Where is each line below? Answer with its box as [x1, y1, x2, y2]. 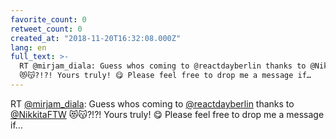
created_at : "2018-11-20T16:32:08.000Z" [10, 33, 182, 43]
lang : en [10, 42, 47, 53]
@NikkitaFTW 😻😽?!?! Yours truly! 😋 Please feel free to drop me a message [10, 108, 325, 120]
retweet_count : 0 [10, 24, 83, 34]
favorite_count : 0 [10, 14, 87, 25]
